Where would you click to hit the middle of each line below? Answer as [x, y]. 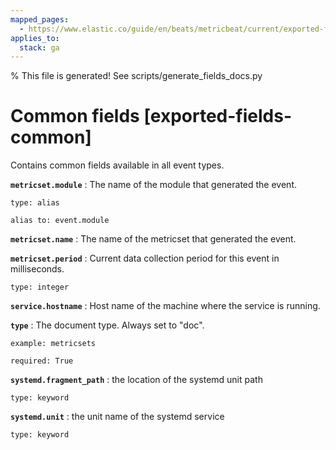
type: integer [40, 287]
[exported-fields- [218, 116]
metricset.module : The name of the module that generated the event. [153, 185]
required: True [42, 361]
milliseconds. [37, 269]
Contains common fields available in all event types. [117, 165]
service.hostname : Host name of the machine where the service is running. [165, 306]
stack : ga [39, 47]
